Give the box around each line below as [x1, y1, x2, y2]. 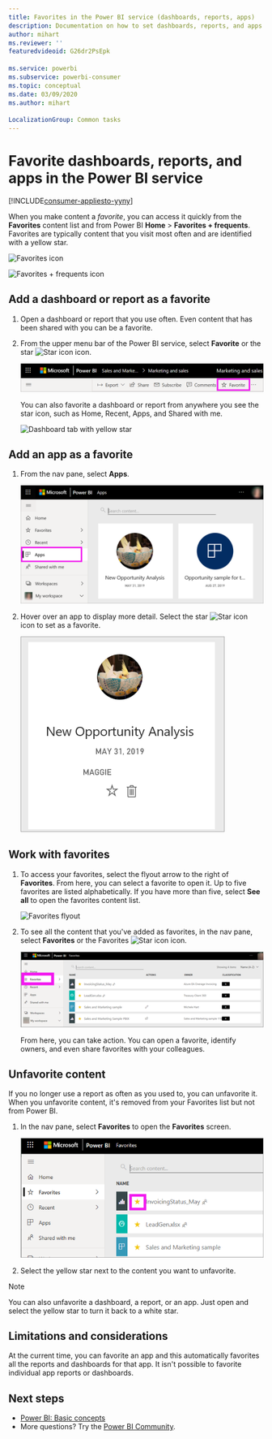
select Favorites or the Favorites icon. [19, 935, 188, 945]
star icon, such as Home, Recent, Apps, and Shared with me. [19, 408, 223, 418]
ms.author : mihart [8, 98, 70, 107]
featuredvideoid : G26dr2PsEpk [8, 47, 111, 56]
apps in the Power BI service [8, 169, 204, 188]
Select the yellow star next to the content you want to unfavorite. [19, 1265, 236, 1275]
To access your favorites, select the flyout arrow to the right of [19, 869, 229, 879]
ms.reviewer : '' [8, 39, 63, 47]
